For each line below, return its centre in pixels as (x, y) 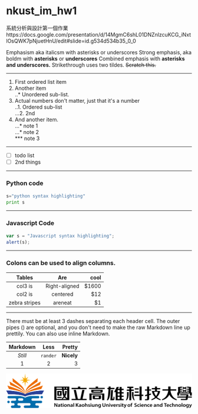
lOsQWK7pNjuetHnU (31, 41)
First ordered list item (40, 82)
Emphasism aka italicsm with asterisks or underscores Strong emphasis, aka (99, 52)
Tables (25, 277)
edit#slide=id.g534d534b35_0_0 (97, 41)
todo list (24, 155)
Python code (25, 183)
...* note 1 (26, 126)
